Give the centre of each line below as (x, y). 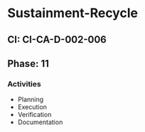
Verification (34, 115)
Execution (32, 107)
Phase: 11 (28, 63)
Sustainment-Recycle (73, 13)
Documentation (40, 122)
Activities (24, 83)
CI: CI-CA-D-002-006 (57, 40)
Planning (31, 100)
